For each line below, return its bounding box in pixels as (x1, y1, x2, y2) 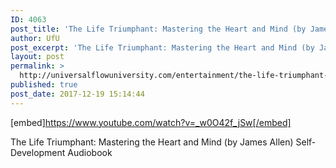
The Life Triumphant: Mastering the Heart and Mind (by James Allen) (10, 136, 294, 148)
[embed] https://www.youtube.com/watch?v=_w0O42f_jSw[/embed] (10, 116, 292, 128)
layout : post (10, 52, 65, 62)
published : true (10, 80, 78, 90)
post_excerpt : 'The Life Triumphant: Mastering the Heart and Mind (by (10, 42, 315, 53)
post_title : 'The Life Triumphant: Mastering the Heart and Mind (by (10, 24, 307, 34)
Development (10, 146, 66, 158)
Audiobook (67, 146, 113, 158)
